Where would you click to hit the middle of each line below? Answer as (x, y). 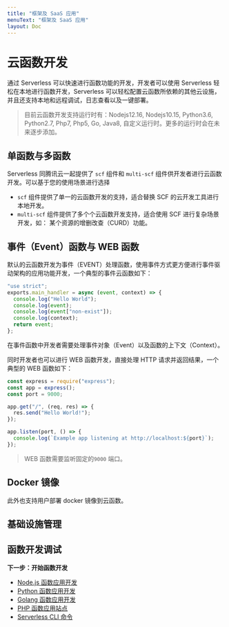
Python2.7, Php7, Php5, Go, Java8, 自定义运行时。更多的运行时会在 (119, 123)
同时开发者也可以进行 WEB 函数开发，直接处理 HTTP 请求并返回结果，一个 (113, 360)
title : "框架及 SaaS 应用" (43, 13)
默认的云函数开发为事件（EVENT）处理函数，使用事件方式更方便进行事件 (111, 264)
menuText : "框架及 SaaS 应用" (48, 20)
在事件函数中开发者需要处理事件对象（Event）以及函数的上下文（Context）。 (116, 345)
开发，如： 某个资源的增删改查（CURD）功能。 (84, 223)
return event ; (33, 325)
